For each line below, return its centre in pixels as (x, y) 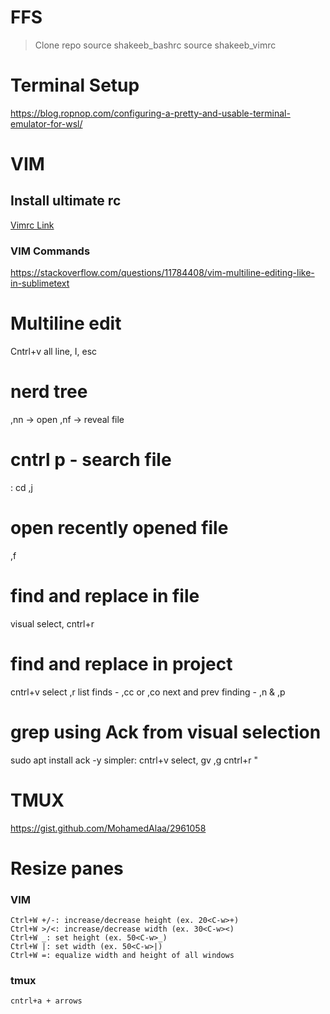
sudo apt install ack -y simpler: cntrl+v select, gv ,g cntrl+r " (134, 760)
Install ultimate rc (66, 201)
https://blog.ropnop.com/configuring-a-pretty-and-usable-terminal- (150, 113)
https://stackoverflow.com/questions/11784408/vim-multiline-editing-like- (162, 273)
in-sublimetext (40, 283)
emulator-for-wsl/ (46, 123)
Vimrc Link (32, 225)
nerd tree (49, 392)
